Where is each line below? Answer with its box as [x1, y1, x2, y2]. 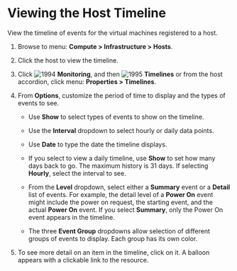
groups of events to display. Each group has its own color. [28, 234, 198, 243]
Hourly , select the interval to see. [28, 169, 126, 177]
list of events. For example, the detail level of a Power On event [28, 190, 214, 198]
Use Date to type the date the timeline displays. [28, 140, 167, 149]
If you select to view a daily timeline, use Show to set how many [28, 154, 216, 162]
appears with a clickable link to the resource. [17, 255, 149, 264]
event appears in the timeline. [28, 213, 115, 221]
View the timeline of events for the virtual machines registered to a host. [7, 28, 218, 37]
